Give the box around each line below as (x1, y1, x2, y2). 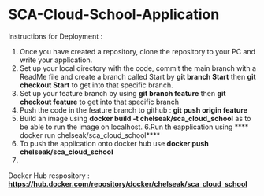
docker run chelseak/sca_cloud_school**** (19, 130, 161, 139)
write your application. (19, 55, 93, 65)
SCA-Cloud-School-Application (8, 6, 220, 24)
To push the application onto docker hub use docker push (19, 139, 209, 148)
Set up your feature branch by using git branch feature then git (19, 88, 226, 98)
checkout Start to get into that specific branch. (19, 80, 173, 90)
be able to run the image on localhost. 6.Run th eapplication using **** (19, 122, 249, 131)
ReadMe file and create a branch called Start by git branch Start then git (19, 72, 256, 81)
